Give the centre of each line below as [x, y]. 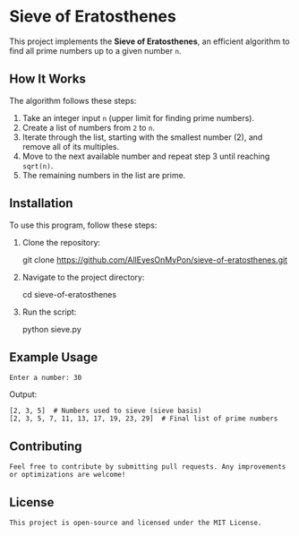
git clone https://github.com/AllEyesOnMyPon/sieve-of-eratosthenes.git [155, 259]
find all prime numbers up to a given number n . [95, 50]
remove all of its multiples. [70, 146]
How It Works [48, 79]
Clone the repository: [61, 242]
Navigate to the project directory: [83, 277]
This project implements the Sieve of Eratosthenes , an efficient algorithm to [149, 41]
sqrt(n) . [38, 165]
